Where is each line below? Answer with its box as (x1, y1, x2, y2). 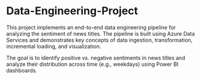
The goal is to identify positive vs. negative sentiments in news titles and (6, 54, 185, 61)
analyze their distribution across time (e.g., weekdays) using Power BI (6, 61, 179, 68)
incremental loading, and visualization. (6, 43, 101, 50)
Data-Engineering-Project (6, 4, 139, 18)
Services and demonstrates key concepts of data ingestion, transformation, (6, 36, 193, 43)
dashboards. (6, 67, 38, 74)
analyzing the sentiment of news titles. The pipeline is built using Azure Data (6, 30, 195, 37)
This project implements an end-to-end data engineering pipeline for (6, 24, 176, 31)
